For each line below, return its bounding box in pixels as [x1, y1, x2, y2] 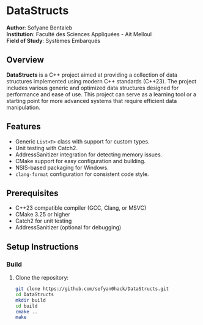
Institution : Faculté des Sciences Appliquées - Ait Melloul [6, 30, 152, 37]
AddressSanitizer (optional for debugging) [15, 224, 122, 231]
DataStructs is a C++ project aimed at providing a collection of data [6, 71, 178, 78]
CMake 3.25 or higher [15, 211, 70, 218]
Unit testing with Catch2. [15, 144, 78, 151]
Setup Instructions [6, 242, 79, 252]
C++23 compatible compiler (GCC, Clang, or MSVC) [15, 204, 147, 212]
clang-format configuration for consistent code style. [15, 170, 149, 178]
